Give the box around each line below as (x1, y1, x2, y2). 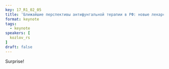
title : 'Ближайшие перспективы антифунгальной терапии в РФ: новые (5, 12, 150, 17)
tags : (5, 21, 17, 26)
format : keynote (5, 16, 39, 21)
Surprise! (5, 58, 24, 64)
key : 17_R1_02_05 (5, 7, 42, 12)
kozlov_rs (10, 35, 30, 40)
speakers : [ (5, 30, 30, 35)
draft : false (5, 44, 33, 49)
